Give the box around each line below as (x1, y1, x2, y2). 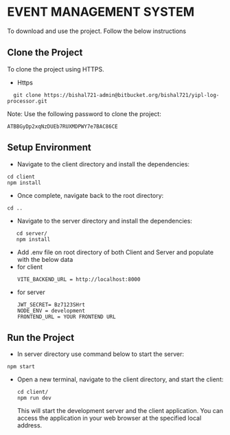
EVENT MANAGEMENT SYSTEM (7, 4, 195, 20)
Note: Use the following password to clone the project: (7, 109, 161, 118)
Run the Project (7, 331, 74, 344)
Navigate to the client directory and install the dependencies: (16, 159, 190, 168)
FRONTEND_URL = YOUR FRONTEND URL (16, 313, 116, 320)
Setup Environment (7, 142, 91, 153)
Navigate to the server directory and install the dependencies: (16, 216, 192, 225)
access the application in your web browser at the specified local (16, 414, 202, 423)
